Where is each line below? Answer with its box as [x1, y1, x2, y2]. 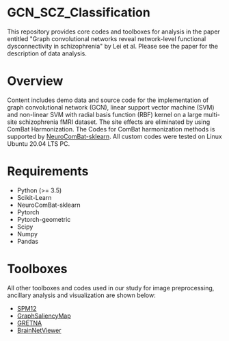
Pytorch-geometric [16, 215, 71, 223]
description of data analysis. [7, 49, 87, 58]
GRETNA [16, 318, 42, 327]
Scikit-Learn [16, 193, 52, 201]
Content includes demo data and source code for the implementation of [7, 96, 209, 104]
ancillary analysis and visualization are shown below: [7, 291, 156, 299]
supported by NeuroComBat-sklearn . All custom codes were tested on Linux [7, 132, 222, 140]
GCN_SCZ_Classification [7, 5, 150, 21]
